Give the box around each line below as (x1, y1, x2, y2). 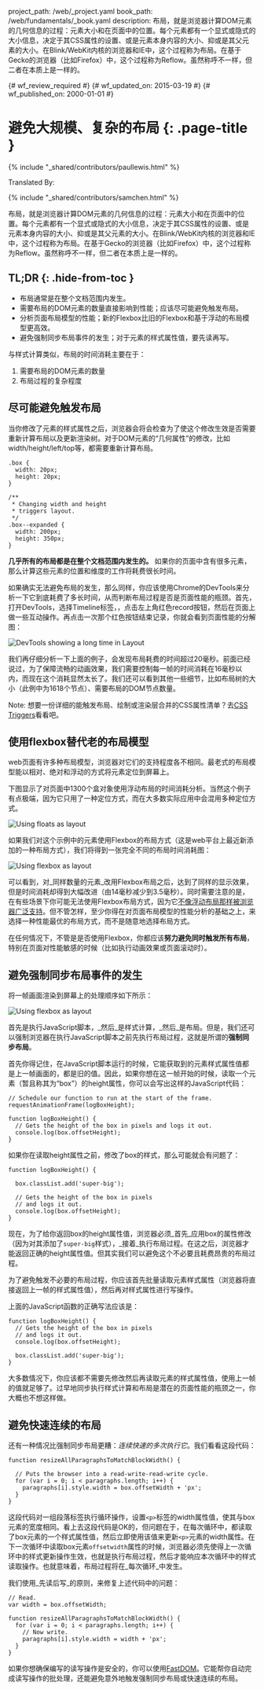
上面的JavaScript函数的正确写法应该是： (8, 1302, 140, 1311)
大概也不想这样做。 (8, 1393, 71, 1402)
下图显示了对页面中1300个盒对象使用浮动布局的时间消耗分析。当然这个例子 (8, 784, 251, 793)
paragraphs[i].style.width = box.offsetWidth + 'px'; (22, 1484, 202, 1492)
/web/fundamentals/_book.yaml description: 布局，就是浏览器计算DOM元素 (8, 16, 252, 25)
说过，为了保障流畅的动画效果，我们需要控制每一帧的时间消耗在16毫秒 (8, 663, 236, 673)
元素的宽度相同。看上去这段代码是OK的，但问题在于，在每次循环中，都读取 (8, 1523, 253, 1531)
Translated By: (8, 177, 55, 187)
